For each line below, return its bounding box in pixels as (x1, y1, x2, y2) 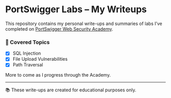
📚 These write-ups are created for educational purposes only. (5, 87, 136, 93)
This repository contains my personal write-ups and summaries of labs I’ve (5, 20, 162, 27)
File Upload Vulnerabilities (12, 56, 68, 62)
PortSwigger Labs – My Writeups (5, 4, 147, 15)
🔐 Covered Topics (5, 38, 50, 45)
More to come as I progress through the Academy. (5, 72, 111, 78)
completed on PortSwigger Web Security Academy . (5, 26, 113, 32)
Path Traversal (12, 62, 43, 68)
